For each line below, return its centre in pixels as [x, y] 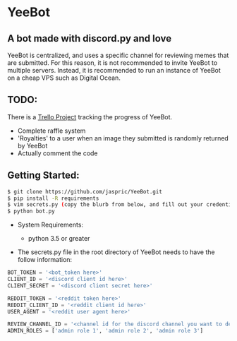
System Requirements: [50, 225]
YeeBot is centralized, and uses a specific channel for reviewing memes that [118, 55]
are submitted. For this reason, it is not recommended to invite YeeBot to [113, 63]
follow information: [45, 260]
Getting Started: [43, 175]
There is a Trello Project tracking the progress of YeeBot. [90, 116]
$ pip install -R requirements [53, 198]
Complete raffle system [51, 131]
